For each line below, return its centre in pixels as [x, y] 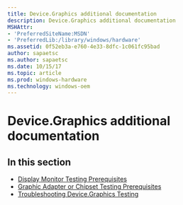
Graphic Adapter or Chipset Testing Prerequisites [89, 187]
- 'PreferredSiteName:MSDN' [49, 34]
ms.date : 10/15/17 [34, 66]
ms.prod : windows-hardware [47, 80]
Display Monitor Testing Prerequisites [72, 179]
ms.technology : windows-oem [49, 86]
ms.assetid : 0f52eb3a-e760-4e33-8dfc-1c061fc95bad [84, 47]
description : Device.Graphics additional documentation [91, 20]
